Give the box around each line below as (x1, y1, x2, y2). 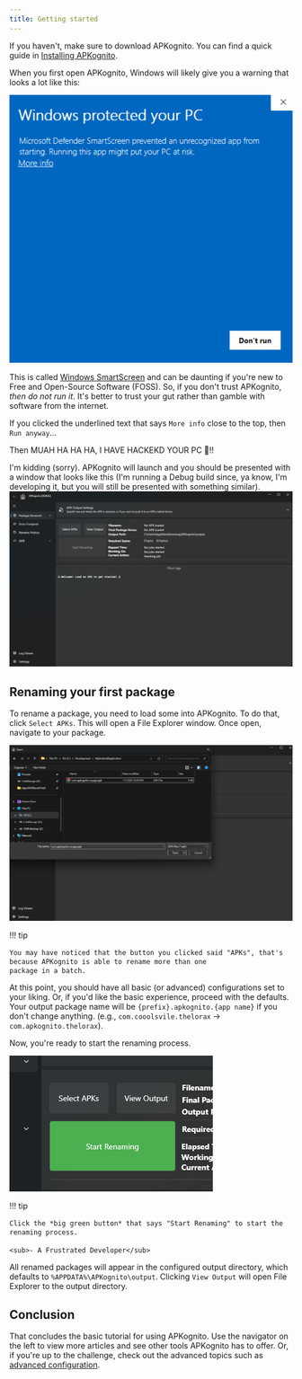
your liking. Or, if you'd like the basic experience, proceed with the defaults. (9, 992, 289, 1003)
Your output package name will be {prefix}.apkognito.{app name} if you (9, 1002, 278, 1012)
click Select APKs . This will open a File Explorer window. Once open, (9, 717, 262, 728)
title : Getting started (9, 14, 99, 23)
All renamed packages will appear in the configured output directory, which (9, 1262, 289, 1273)
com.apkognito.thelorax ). (9, 1021, 103, 1031)
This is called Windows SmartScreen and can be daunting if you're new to (9, 371, 283, 382)
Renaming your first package (9, 684, 175, 700)
